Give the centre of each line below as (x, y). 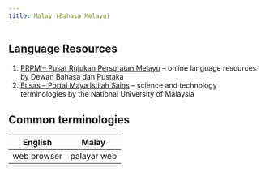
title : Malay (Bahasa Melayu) (60, 16)
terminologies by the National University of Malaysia (107, 94)
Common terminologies (69, 120)
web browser (37, 157)
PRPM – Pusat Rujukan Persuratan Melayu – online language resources (138, 68)
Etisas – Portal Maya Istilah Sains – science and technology (118, 85)
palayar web (94, 157)
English (38, 143)
